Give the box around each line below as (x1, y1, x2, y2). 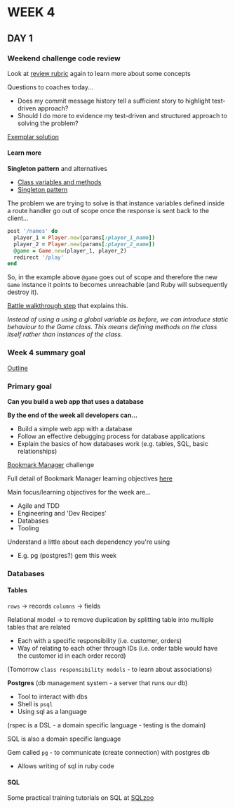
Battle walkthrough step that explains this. (7, 302, 128, 310)
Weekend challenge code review (7, 53, 121, 63)
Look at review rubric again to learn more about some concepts (7, 69, 191, 77)
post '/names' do (7, 228, 58, 235)
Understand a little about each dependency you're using (7, 537, 170, 546)
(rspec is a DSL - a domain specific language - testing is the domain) (7, 721, 206, 730)
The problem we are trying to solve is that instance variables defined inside (7, 199, 224, 208)
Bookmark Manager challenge (7, 460, 95, 469)
